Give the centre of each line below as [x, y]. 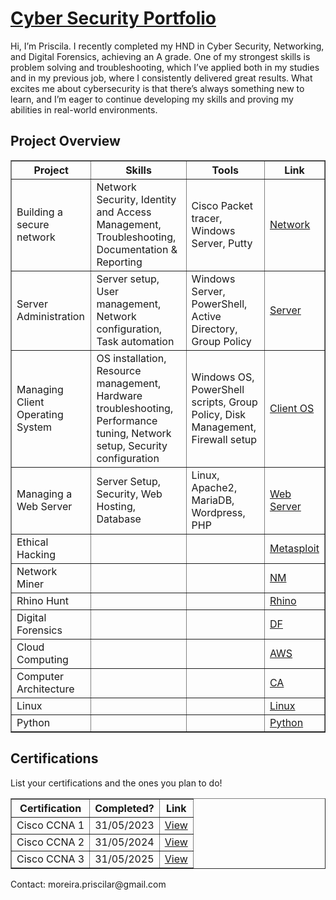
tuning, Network [134, 433]
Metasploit [294, 548]
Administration [50, 316]
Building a [39, 212]
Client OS [292, 408]
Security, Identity [136, 199]
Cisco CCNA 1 [50, 825]
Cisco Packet [222, 205]
